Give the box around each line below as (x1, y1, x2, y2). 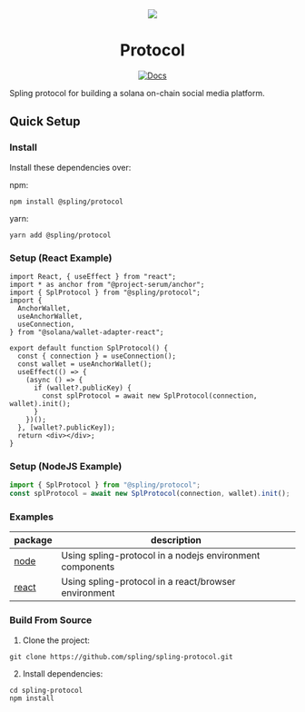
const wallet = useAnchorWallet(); (17, 359, 152, 369)
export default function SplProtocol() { (9, 343, 169, 352)
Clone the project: (22, 635, 91, 646)
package (14, 534, 53, 547)
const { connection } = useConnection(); (17, 351, 177, 361)
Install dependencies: (22, 667, 103, 679)
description (151, 534, 202, 547)
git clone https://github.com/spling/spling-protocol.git (9, 652, 233, 661)
